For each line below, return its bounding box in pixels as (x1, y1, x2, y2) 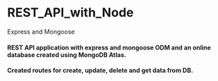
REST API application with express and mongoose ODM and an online (7, 43, 212, 51)
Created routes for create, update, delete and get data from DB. (7, 67, 194, 75)
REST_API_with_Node (7, 5, 134, 21)
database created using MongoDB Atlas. (7, 50, 126, 59)
